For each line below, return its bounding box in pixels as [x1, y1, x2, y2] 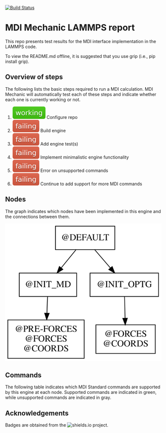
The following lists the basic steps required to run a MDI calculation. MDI [5, 86, 154, 92]
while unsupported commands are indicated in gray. [5, 394, 111, 401]
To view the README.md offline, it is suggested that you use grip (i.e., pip [5, 53, 156, 59]
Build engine [40, 127, 66, 133]
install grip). [5, 58, 30, 64]
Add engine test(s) [40, 141, 78, 147]
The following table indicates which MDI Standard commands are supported [5, 384, 161, 390]
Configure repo [46, 114, 78, 120]
